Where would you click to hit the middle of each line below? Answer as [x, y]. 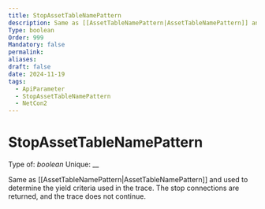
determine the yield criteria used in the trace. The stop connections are [124, 188]
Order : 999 [26, 37]
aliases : [22, 60]
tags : [17, 81]
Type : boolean [32, 30]
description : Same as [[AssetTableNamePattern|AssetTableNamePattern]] [128, 23]
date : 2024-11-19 [37, 74]
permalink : [26, 52]
